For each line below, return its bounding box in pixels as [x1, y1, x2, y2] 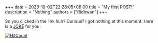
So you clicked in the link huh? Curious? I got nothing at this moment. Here [5, 19, 154, 24]
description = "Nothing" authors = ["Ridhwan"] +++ [5, 9, 108, 15]
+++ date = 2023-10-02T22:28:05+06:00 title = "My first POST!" [5, 4, 135, 10]
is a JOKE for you [5, 23, 40, 29]
